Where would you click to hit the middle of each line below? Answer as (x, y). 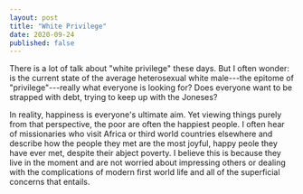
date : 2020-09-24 (42, 34)
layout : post (34, 18)
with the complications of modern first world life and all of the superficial (145, 172)
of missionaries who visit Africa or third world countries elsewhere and (141, 134)
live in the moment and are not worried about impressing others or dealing (148, 162)
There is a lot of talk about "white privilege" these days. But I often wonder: (149, 69)
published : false (42, 43)
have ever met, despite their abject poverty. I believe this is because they (146, 153)
